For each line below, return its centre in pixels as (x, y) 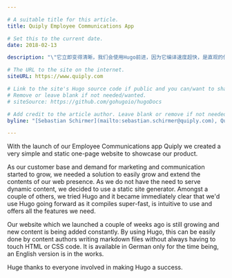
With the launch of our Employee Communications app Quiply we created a (114, 147)
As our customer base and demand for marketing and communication (106, 167)
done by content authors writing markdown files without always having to (112, 239)
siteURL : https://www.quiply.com (55, 77)
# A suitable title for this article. (63, 19)
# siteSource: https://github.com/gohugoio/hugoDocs (85, 102)
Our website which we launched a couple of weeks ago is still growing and (113, 225)
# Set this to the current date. (55, 39)
